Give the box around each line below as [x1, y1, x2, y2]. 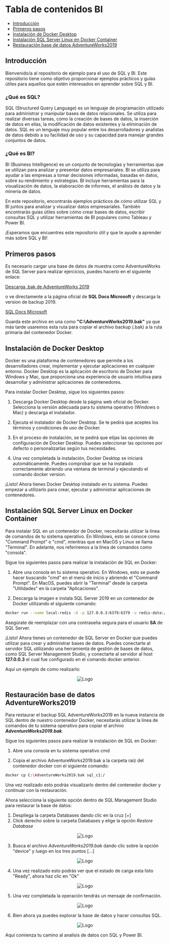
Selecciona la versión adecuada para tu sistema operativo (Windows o [12, 404, 159, 410]
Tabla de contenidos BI [5, 4, 103, 15]
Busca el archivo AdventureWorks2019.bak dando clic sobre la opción [12, 843, 159, 849]
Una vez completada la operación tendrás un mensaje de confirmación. [12, 893, 162, 899]
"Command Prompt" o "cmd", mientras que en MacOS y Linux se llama [5, 538, 153, 545]
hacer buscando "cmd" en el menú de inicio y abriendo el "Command [12, 574, 158, 581]
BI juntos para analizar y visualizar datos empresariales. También [5, 204, 141, 210]
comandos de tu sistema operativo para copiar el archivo [5, 722, 124, 729]
